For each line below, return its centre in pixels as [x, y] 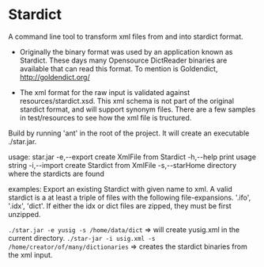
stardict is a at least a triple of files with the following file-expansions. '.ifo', [130, 197]
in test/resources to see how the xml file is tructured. [106, 117]
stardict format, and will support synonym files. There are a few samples [138, 109]
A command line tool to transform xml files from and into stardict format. [126, 36]
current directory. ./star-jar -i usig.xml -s [82, 238]
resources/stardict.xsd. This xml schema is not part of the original [127, 101]
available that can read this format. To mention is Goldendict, [119, 68]
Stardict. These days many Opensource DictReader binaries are [123, 60]
